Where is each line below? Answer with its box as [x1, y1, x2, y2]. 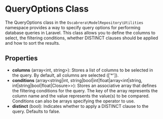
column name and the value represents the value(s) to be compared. [12, 93, 150, 99]
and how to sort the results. [5, 40, 60, 46]
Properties [5, 54, 38, 63]
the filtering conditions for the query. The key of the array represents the [12, 87, 158, 93]
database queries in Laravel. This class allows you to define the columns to [5, 30, 156, 35]
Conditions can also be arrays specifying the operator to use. [12, 98, 135, 104]
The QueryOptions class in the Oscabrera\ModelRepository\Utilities [5, 19, 144, 25]
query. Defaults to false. [12, 108, 60, 114]
